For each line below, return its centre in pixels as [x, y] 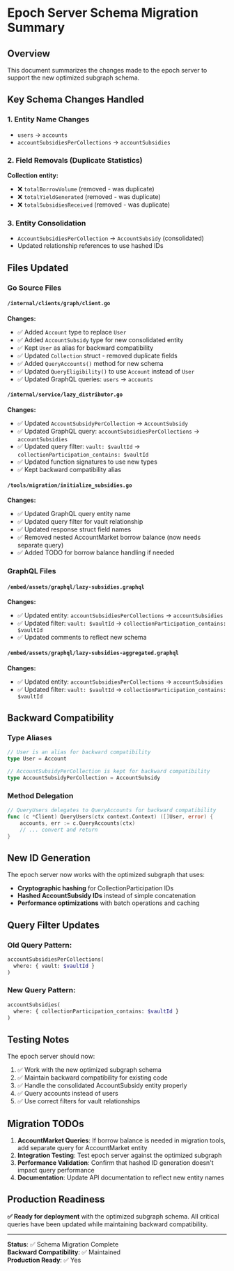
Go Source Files [34, 288]
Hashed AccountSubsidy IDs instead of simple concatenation [107, 896]
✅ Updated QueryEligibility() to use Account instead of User [106, 371]
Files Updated [38, 268]
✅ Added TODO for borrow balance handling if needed [96, 552]
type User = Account [37, 759]
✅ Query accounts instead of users [68, 1094]
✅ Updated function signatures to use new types [87, 462]
